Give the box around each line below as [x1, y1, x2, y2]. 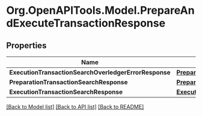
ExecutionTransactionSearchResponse [9, 88, 123, 96]
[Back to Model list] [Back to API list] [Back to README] [6, 103, 144, 110]
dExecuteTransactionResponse [6, 16, 166, 30]
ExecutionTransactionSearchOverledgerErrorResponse [9, 69, 171, 76]
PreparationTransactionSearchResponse [9, 78, 128, 86]
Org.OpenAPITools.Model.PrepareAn [6, 4, 195, 17]
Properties [6, 40, 47, 50]
